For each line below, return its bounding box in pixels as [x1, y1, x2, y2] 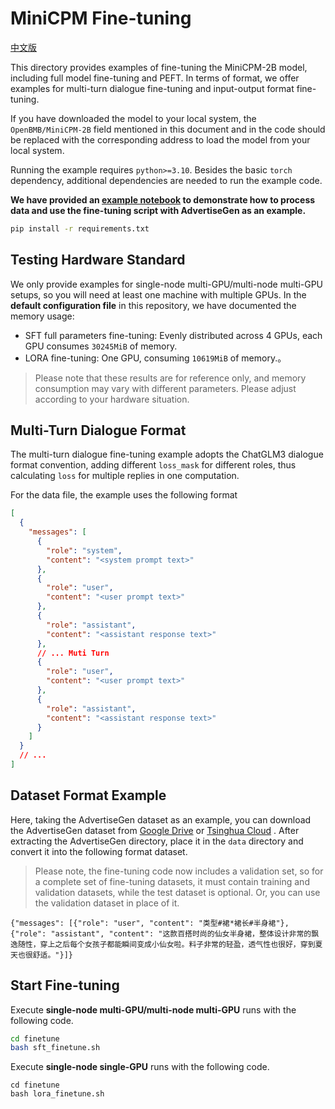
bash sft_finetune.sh [10, 1043, 101, 1053]
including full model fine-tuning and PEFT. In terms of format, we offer [10, 72, 300, 84]
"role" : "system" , [46, 545, 123, 556]
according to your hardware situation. [34, 393, 190, 405]
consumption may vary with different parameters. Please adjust [34, 382, 297, 394]
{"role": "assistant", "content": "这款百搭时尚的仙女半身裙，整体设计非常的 [10, 928, 312, 939]
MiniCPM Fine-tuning [10, 7, 192, 30]
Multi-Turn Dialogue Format [10, 422, 187, 439]
